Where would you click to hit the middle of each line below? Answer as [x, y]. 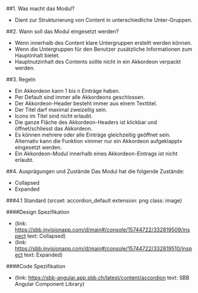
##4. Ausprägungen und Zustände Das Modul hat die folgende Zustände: [95, 171]
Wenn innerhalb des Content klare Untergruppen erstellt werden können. [103, 43]
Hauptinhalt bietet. [37, 55]
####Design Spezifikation [38, 212]
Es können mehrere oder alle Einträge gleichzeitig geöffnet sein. [93, 135]
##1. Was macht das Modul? [40, 9]
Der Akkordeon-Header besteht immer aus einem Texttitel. [86, 103]
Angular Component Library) [49, 284]
